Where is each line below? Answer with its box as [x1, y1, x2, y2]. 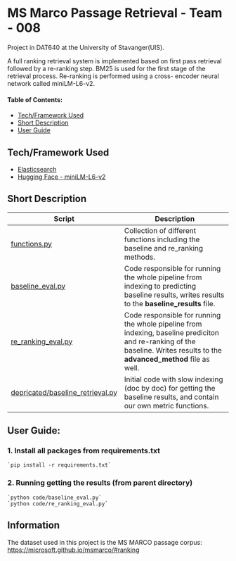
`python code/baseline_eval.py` [7, 494, 102, 501]
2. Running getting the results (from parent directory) [7, 478, 193, 488]
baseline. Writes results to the [124, 345, 223, 355]
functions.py [11, 239, 53, 248]
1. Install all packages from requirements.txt [7, 446, 160, 455]
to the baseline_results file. [124, 298, 216, 308]
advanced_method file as [124, 354, 210, 364]
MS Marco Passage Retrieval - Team [7, 5, 223, 21]
